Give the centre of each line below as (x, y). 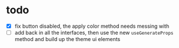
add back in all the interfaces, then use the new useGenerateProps (94, 33)
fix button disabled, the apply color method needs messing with (92, 26)
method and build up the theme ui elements (67, 39)
